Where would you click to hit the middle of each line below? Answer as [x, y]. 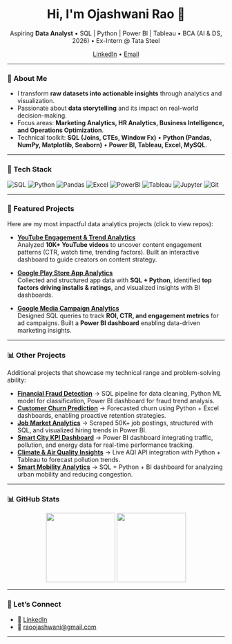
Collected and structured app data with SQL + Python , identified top [114, 280]
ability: [17, 380]
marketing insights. [44, 330]
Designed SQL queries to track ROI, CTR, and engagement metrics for [118, 315]
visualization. [36, 101]
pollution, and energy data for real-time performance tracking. [106, 445]
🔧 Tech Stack [30, 169]
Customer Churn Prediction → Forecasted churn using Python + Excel [118, 408]
